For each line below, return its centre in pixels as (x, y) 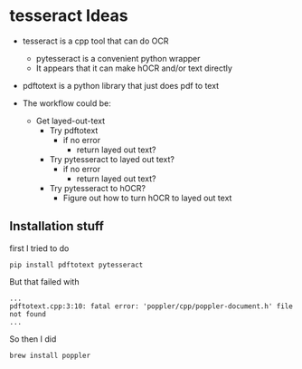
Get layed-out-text (71, 121)
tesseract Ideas (69, 16)
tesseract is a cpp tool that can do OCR (95, 41)
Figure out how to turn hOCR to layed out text (147, 198)
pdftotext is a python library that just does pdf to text (121, 85)
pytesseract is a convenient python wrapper (118, 58)
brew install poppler (50, 355)
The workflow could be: (66, 103)
